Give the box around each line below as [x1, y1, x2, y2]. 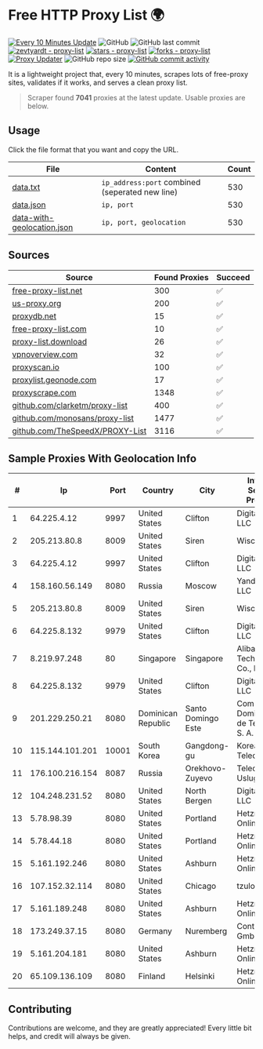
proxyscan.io [12, 362, 60, 373]
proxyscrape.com [12, 387, 77, 398]
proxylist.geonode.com [12, 374, 97, 385]
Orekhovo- [185, 763, 227, 774]
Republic [138, 718, 171, 729]
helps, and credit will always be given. [8, 1032, 131, 1041]
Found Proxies [153, 271, 209, 282]
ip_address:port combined [101, 177, 201, 188]
